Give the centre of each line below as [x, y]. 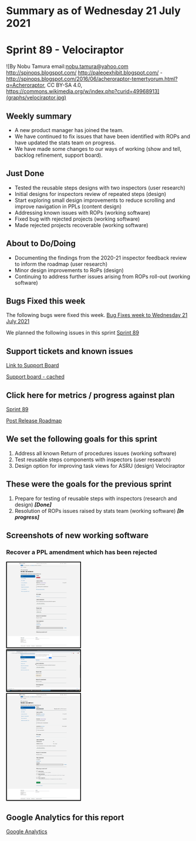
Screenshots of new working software [77, 536]
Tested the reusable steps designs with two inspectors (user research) [100, 188]
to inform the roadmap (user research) [61, 264]
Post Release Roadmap [34, 420]
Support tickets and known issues [70, 351]
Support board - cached [35, 377]
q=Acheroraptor [25, 85]
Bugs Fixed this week [46, 301]
